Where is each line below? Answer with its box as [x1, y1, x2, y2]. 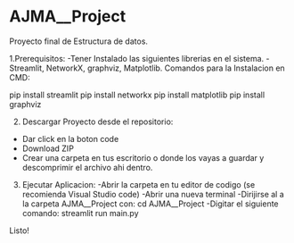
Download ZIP [21, 143, 74, 154]
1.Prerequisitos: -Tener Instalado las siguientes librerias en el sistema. [9, 53, 265, 63]
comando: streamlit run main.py [21, 207, 139, 218]
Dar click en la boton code [21, 133, 119, 144]
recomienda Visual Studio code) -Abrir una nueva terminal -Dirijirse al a [21, 189, 285, 199]
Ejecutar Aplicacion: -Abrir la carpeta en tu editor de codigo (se [21, 179, 256, 189]
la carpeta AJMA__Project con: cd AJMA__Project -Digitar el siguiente [21, 198, 279, 209]
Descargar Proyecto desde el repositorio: [21, 116, 174, 127]
